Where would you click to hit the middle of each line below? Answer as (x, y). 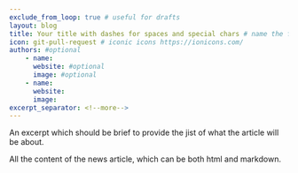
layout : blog (33, 26)
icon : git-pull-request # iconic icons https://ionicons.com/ (126, 42)
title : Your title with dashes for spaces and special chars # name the (146, 34)
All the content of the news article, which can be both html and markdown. (145, 159)
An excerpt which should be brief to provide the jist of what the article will (144, 132)
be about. (27, 142)
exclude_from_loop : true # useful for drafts (94, 17)
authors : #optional (45, 50)
